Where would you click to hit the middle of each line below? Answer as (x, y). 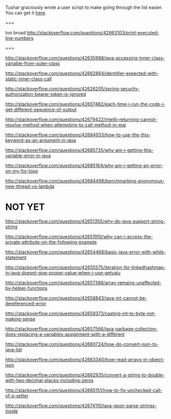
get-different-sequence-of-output (41, 109)
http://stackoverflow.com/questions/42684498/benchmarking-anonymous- (85, 181)
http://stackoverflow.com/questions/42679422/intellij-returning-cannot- (81, 119)
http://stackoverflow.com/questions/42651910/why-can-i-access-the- (79, 236)
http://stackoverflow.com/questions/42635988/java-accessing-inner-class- (85, 58)
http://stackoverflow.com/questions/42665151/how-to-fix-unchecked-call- (84, 390)
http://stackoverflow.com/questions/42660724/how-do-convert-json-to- (82, 344)
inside (12, 411)
